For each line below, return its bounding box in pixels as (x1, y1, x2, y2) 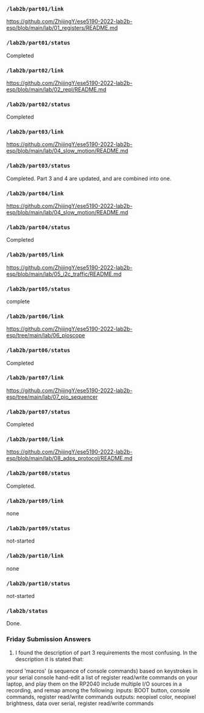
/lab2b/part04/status (6, 224, 71, 231)
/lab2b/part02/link (6, 67, 64, 74)
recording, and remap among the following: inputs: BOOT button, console (6, 686, 190, 694)
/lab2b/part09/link (6, 497, 64, 504)
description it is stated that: (15, 655, 84, 662)
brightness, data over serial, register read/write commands (6, 700, 154, 707)
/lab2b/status (6, 607, 48, 614)
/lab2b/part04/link (6, 190, 64, 197)
